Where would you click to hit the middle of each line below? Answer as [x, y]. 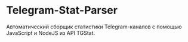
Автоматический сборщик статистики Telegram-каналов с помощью [94, 27]
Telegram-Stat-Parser [62, 10]
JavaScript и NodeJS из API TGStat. [51, 33]
